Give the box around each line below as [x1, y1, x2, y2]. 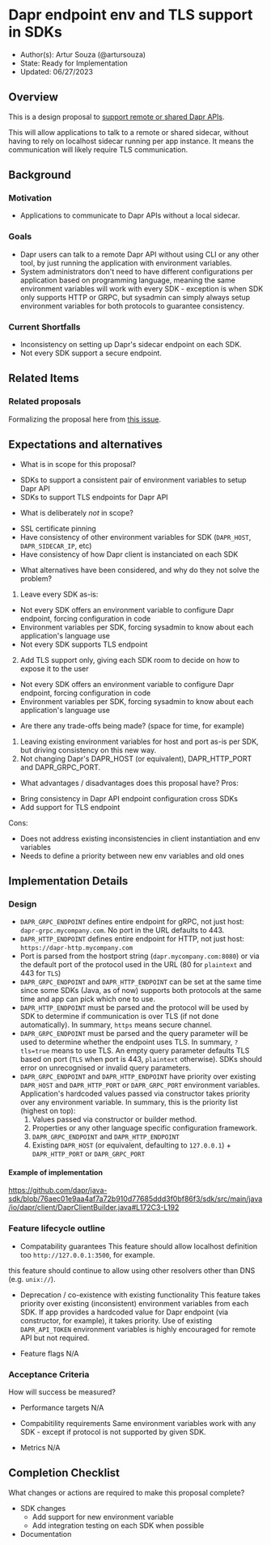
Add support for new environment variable [32, 1512, 174, 1522]
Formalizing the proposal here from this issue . [8, 414, 162, 424]
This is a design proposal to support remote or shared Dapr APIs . [8, 112, 225, 121]
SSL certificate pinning [19, 524, 97, 533]
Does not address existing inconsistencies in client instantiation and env [19, 834, 260, 843]
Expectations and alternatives [8, 438, 163, 452]
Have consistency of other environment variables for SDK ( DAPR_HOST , [19, 532, 252, 541]
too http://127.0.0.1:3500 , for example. [19, 1250, 155, 1259]
